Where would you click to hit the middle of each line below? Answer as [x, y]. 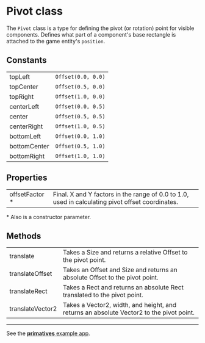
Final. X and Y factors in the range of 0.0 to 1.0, [121, 194]
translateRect [28, 291]
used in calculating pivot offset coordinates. [116, 201]
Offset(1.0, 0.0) [80, 96]
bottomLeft [25, 136]
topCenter [24, 87]
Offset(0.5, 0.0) [80, 86]
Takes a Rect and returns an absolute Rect [124, 287]
